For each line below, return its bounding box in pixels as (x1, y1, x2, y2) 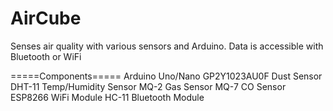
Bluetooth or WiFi (10, 50, 82, 62)
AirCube (10, 7, 82, 30)
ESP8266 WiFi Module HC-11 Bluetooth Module (10, 91, 205, 103)
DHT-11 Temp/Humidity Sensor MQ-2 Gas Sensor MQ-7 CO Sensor (10, 80, 287, 92)
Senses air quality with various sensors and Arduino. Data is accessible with (10, 40, 324, 52)
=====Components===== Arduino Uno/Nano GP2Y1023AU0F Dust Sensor (10, 70, 323, 82)
